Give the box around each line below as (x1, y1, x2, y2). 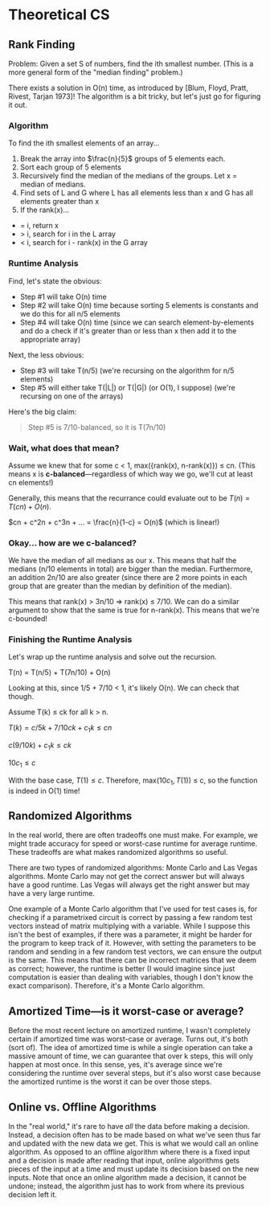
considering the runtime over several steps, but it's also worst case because (8, 1069, 261, 1078)
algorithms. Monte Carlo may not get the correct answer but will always (8, 872, 245, 881)
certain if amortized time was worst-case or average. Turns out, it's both (8, 1034, 248, 1044)
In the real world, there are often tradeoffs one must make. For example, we (8, 830, 259, 840)
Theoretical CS (8, 6, 110, 24)
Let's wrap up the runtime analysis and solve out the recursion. (8, 652, 217, 662)
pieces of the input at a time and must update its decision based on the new (8, 1164, 260, 1174)
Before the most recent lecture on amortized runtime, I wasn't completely (8, 1026, 251, 1036)
